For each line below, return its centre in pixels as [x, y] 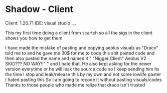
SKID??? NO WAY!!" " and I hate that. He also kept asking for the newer [78, 63]
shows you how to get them [34, 38]
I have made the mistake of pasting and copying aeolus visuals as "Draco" [82, 47]
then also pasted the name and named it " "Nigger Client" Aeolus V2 [76, 58]
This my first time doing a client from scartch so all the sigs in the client [79, 32]
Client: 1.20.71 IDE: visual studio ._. [41, 23]
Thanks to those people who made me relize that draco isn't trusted [75, 85]
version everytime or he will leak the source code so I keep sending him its [82, 69]
